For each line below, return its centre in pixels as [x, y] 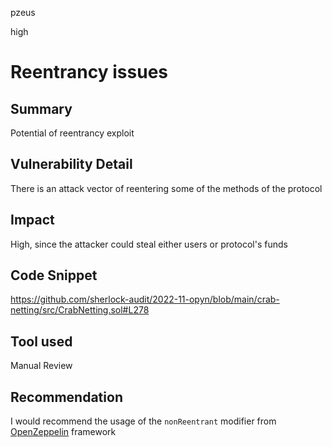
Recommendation [66, 397]
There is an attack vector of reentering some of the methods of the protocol [166, 188]
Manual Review [41, 366]
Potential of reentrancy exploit [72, 133]
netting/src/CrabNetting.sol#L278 [80, 310]
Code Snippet [54, 275]
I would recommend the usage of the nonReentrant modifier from [143, 421]
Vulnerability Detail [71, 164]
